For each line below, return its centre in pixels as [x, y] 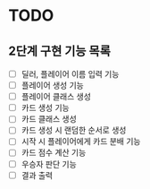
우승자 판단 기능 [49, 164]
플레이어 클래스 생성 [56, 97]
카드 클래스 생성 [49, 119]
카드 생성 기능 [45, 107]
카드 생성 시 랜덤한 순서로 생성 [74, 130]
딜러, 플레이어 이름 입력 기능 [70, 74]
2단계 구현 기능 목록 [59, 51]
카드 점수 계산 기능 [54, 152]
